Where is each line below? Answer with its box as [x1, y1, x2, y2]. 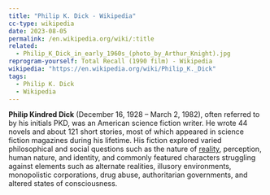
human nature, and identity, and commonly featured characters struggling [8, 153, 256, 162]
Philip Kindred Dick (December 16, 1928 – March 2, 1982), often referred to [8, 110, 260, 119]
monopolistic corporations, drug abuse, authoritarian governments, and [8, 170, 248, 180]
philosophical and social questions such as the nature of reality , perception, [8, 144, 262, 154]
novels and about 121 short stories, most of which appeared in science [8, 127, 244, 136]
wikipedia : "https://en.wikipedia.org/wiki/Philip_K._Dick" [8, 65, 217, 73]
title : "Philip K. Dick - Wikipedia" [8, 11, 137, 20]
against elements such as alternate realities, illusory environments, [8, 162, 232, 171]
